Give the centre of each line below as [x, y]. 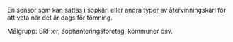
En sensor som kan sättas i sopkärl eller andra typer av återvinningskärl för [117, 10]
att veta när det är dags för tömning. [60, 17]
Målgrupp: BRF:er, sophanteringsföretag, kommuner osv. [90, 31]
